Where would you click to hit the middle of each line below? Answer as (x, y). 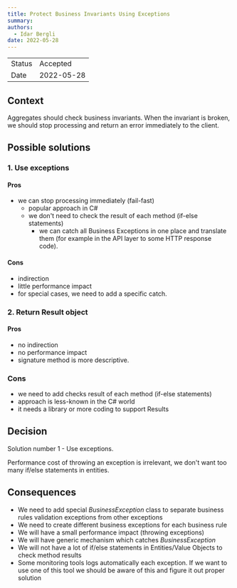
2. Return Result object (48, 312)
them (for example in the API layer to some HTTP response (125, 239)
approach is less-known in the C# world (76, 402)
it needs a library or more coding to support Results (93, 409)
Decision (27, 432)
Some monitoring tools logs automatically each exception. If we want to (122, 562)
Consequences (42, 492)
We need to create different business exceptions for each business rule (122, 525)
